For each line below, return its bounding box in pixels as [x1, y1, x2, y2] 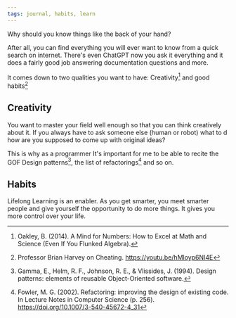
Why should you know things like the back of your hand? [7, 30, 171, 38]
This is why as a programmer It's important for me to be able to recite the [7, 149, 219, 158]
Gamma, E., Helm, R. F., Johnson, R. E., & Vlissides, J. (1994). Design [17, 267, 216, 275]
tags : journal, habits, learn [7, 10, 96, 18]
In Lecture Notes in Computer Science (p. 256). [17, 295, 155, 304]
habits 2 [7, 80, 29, 90]
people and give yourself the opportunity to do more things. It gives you [7, 205, 216, 213]
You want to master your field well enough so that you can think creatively [7, 120, 222, 129]
